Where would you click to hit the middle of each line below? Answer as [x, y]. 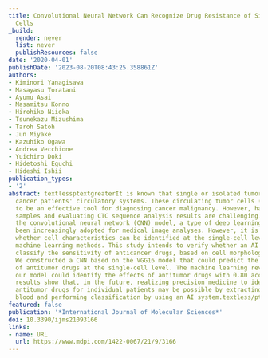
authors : [23, 75]
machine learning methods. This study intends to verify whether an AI [137, 246]
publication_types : [41, 179]
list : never [35, 45]
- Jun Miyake [30, 134]
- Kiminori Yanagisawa [46, 82]
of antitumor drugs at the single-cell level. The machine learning [132, 268]
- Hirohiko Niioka [39, 112]
